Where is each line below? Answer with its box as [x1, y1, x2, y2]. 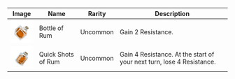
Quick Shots [38, 50, 75, 59]
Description [155, 9, 190, 17]
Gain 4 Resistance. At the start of [120, 50, 215, 59]
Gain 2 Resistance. [120, 27, 173, 36]
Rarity [87, 9, 106, 17]
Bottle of [38, 24, 64, 32]
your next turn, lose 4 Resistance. [120, 57, 216, 66]
